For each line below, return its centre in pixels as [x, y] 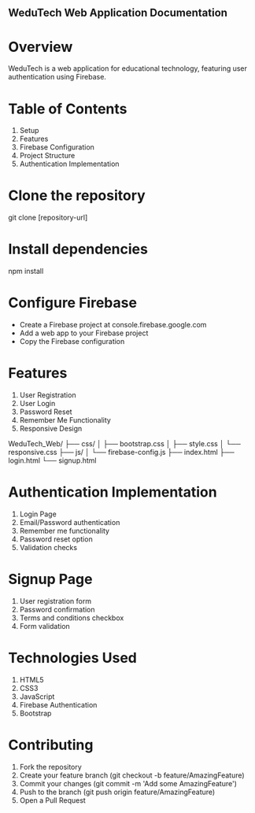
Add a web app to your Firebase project [84, 333]
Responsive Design [51, 429]
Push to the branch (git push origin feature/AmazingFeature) [117, 792]
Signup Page [50, 580]
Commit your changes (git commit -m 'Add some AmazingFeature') [128, 783]
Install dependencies [78, 249]
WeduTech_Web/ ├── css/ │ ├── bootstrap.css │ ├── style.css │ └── [125, 444]
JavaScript [37, 697]
